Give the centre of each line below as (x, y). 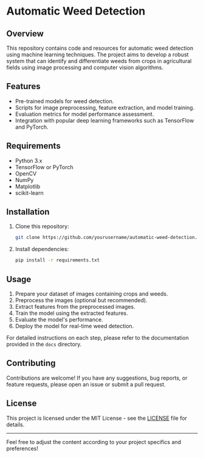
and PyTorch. (32, 127)
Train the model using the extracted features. (72, 313)
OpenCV (26, 173)
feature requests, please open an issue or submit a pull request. (86, 384)
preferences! (22, 448)
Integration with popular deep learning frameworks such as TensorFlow (104, 120)
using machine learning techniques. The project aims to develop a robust (98, 55)
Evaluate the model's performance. (59, 319)
